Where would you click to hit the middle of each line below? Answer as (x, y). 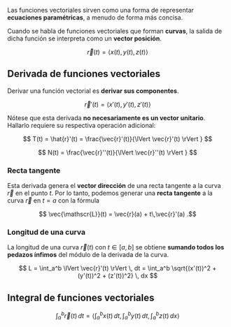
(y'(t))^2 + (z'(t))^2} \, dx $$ (118, 276)
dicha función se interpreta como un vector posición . (85, 38)
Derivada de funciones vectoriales (84, 74)
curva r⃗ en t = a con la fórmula (54, 201)
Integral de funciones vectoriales (81, 297)
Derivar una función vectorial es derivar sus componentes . (93, 91)
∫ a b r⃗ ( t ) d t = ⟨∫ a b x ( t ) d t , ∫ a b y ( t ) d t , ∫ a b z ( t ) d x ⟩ (118, 316)
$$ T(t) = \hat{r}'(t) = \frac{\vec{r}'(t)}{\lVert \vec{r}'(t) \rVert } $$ (118, 138)
